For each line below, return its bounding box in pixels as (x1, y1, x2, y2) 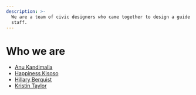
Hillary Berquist (14, 76, 52, 83)
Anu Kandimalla (14, 64, 53, 71)
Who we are (6, 44, 66, 58)
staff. (11, 19, 28, 25)
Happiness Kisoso (14, 70, 59, 77)
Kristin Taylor (14, 82, 47, 89)
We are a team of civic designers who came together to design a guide (11, 14, 191, 20)
